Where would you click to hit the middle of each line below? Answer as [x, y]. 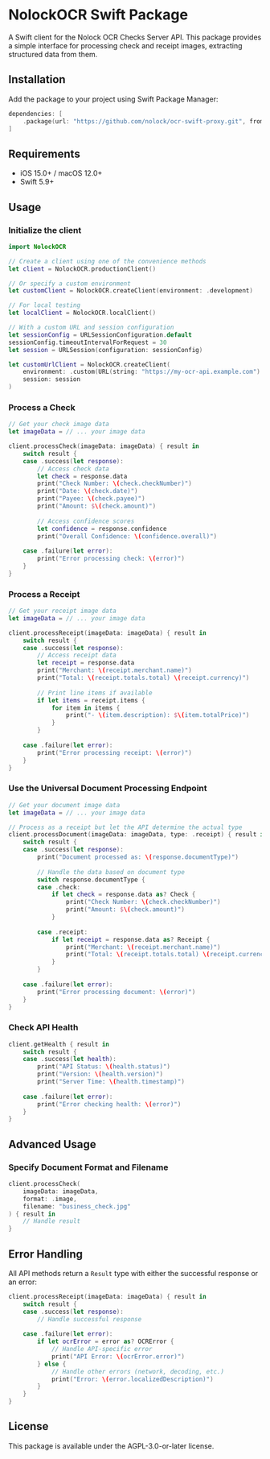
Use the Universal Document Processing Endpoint [108, 789]
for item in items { [86, 708]
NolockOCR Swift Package [98, 15]
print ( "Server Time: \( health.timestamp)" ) [111, 1082]
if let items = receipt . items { [92, 700]
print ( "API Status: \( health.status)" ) [104, 1067]
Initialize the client [45, 230]
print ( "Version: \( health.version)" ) [100, 1074]
